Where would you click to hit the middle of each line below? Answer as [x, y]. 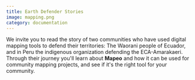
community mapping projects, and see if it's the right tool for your [87, 65]
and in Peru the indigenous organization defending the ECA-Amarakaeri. [95, 52]
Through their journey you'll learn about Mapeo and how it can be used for [97, 58]
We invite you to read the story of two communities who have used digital [96, 40]
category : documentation [37, 23]
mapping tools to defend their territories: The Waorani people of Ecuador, [96, 46]
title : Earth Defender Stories [45, 12]
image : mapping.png [30, 17]
